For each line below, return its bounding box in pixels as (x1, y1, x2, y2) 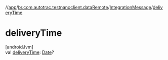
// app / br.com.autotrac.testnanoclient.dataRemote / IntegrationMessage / (5, 5, 153, 10)
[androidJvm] (5, 44, 34, 50)
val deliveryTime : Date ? (5, 49, 54, 55)
